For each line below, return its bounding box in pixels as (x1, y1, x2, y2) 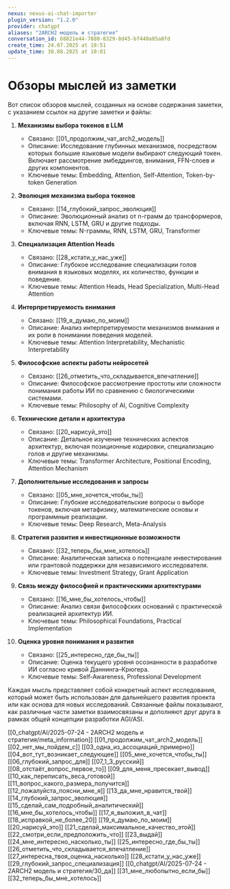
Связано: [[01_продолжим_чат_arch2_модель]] (27, 134, 165, 143)
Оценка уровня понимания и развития (17, 637, 134, 645)
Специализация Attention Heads (17, 239, 115, 248)
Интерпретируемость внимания (17, 303, 116, 311)
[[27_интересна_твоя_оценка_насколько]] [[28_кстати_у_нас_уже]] (8, 852, 201, 860)
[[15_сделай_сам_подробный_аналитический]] (8, 801, 144, 809)
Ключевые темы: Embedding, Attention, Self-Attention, (27, 171, 184, 179)
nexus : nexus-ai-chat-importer (8, 10, 97, 17)
